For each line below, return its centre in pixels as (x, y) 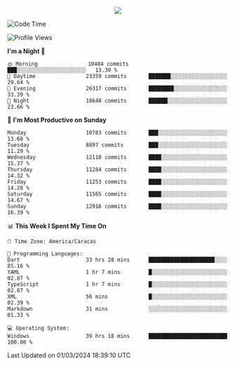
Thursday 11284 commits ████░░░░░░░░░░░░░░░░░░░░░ (117, 170)
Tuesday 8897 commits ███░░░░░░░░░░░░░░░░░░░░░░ (117, 145)
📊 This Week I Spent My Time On (57, 226)
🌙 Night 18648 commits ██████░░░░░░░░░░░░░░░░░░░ (117, 101)
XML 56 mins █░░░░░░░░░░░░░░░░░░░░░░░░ (117, 297)
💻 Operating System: (39, 328)
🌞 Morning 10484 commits (68, 64)
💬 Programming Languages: (45, 254)
